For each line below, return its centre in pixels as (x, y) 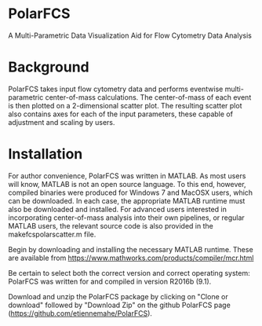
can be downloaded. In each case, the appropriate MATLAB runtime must (127, 200)
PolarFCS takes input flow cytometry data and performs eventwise (116, 89)
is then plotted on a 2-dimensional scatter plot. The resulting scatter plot (125, 105)
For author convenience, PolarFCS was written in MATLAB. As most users (127, 176)
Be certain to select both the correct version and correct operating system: (129, 273)
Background (49, 67)
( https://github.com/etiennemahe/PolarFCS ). (80, 313)
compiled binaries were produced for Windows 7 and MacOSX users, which (131, 192)
